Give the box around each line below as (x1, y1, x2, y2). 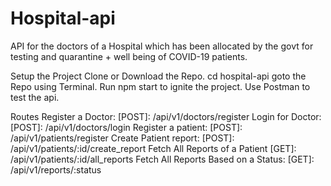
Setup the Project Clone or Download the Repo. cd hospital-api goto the (10, 70, 307, 82)
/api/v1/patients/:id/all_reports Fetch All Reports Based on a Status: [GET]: (10, 153, 315, 165)
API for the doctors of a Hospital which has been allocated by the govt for (10, 40, 314, 52)
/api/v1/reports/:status (10, 163, 102, 176)
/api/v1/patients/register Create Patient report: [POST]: (10, 132, 235, 144)
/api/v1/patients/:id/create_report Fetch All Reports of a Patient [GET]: (10, 142, 297, 154)
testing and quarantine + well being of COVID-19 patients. (10, 50, 248, 62)
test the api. (10, 91, 60, 103)
